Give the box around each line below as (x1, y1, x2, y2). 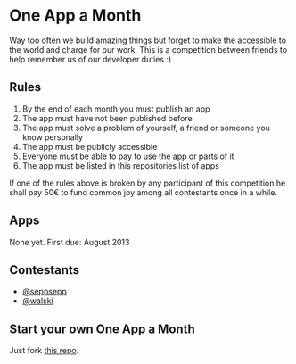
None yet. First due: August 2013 (9, 236, 130, 247)
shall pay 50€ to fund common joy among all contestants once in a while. (9, 186, 278, 197)
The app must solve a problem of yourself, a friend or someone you (21, 122, 270, 133)
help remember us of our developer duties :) (9, 54, 172, 64)
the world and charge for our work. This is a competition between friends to (9, 44, 288, 54)
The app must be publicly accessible (21, 141, 158, 152)
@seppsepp (21, 286, 67, 297)
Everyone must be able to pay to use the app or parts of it (21, 151, 234, 161)
